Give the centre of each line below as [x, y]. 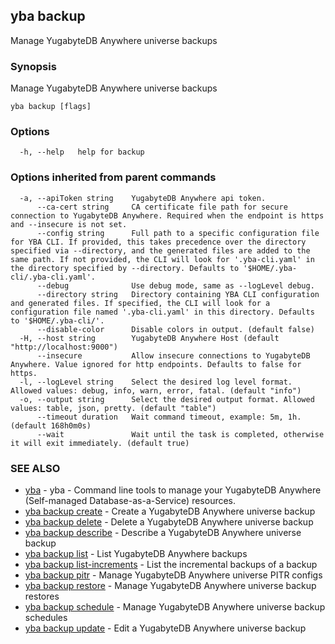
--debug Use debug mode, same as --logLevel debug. [175, 285]
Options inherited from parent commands [113, 177]
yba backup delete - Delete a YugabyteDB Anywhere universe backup [169, 522]
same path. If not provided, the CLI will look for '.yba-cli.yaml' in [162, 259]
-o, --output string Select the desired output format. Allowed [167, 399]
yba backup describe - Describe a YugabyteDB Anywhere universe [163, 532]
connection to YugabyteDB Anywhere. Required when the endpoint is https [167, 215]
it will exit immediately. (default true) [100, 443]
